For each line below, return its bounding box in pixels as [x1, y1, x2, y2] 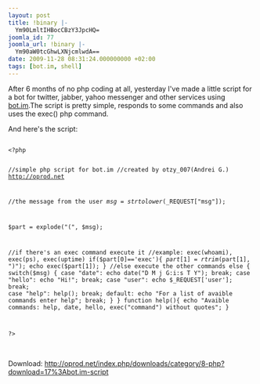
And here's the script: [8, 124, 78, 133]
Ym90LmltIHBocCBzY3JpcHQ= [15, 26, 100, 34]
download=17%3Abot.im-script [8, 367, 109, 376]
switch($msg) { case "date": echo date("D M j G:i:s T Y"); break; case [8, 269, 251, 277]
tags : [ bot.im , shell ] [8, 63, 82, 71]
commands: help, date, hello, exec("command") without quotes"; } [8, 303, 229, 311]
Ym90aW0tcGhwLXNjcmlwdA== [15, 48, 100, 56]
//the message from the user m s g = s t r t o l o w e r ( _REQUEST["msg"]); [8, 197, 226, 206]
